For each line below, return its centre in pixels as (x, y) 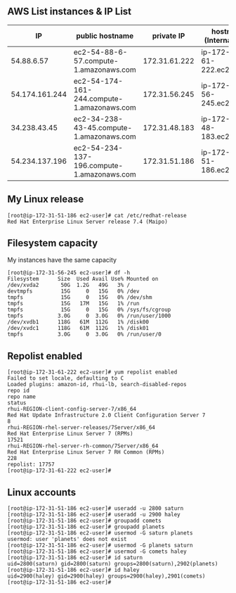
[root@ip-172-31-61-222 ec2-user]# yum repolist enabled (92, 372)
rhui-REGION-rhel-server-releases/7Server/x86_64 (81, 428)
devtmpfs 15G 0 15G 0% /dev (73, 291)
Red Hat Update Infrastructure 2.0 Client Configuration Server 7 (106, 415)
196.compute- (98, 165)
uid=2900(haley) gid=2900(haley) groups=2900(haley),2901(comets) (106, 576)
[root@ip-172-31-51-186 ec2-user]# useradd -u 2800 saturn (96, 509)
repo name (22, 397)
